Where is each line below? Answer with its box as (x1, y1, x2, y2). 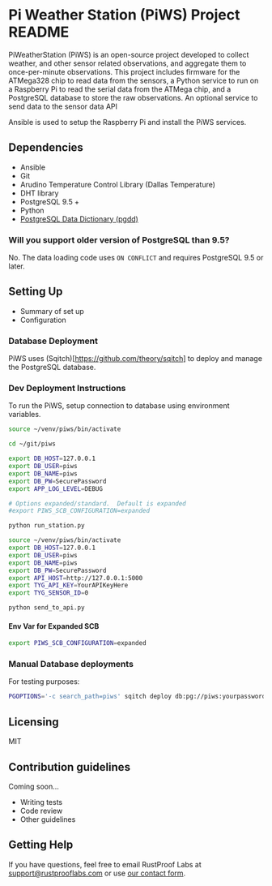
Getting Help (8, 838, 74, 852)
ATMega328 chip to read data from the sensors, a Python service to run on (8, 75, 259, 85)
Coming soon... (8, 781, 59, 791)
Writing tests (19, 797, 63, 806)
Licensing (8, 715, 59, 729)
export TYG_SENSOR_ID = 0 (8, 589, 89, 597)
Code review (19, 806, 63, 815)
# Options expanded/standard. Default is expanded (8, 499, 186, 508)
